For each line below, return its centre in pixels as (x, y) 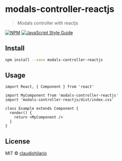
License (18, 141)
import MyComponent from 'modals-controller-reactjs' (62, 96)
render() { (21, 113)
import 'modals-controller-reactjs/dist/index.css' (60, 100)
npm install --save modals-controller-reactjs (54, 60)
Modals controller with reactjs (48, 23)
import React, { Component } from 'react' (50, 87)
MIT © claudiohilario (26, 154)
